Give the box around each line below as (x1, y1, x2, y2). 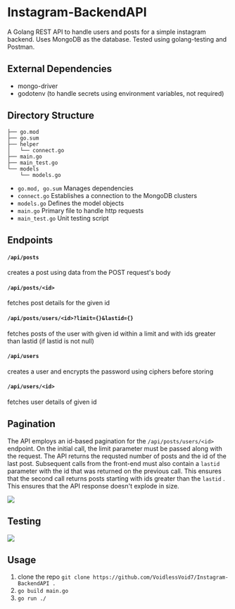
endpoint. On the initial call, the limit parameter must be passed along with (7, 444, 223, 453)
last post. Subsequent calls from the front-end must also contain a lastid (7, 459, 220, 467)
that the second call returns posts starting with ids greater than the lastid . (7, 474, 225, 483)
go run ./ (17, 595, 47, 603)
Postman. (7, 42, 35, 51)
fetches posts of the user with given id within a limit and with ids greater (7, 329, 216, 338)
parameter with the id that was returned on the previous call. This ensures (7, 467, 222, 475)
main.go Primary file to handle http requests (17, 206, 144, 215)
